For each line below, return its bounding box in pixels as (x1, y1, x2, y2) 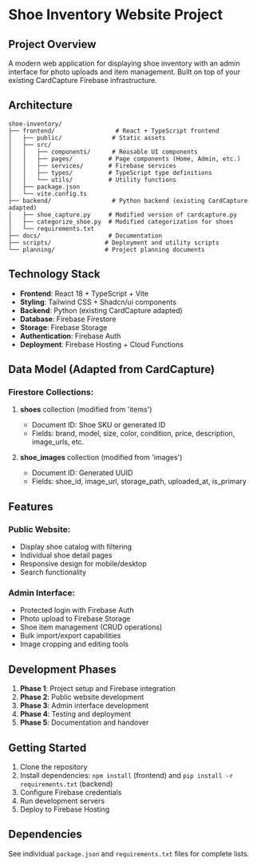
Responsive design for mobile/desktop (19, 559, 147, 568)
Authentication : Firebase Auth (19, 331, 121, 340)
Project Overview (8, 38, 97, 51)
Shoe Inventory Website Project (8, 6, 223, 24)
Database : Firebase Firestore (19, 314, 117, 324)
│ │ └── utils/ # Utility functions (8, 176, 177, 184)
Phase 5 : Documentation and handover (19, 717, 149, 728)
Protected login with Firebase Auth (19, 606, 134, 615)
